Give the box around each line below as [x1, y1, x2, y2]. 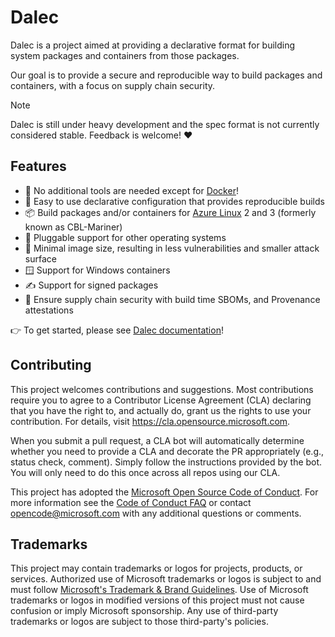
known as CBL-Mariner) [24, 221, 123, 233]
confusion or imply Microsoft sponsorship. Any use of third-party [10, 605, 279, 617]
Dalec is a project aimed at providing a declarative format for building [10, 39, 296, 51]
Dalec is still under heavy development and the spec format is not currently [10, 118, 320, 130]
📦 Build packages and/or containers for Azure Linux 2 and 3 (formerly [24, 206, 317, 218]
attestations [24, 304, 74, 316]
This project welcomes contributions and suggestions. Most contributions [10, 383, 314, 395]
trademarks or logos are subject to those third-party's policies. [10, 616, 269, 628]
